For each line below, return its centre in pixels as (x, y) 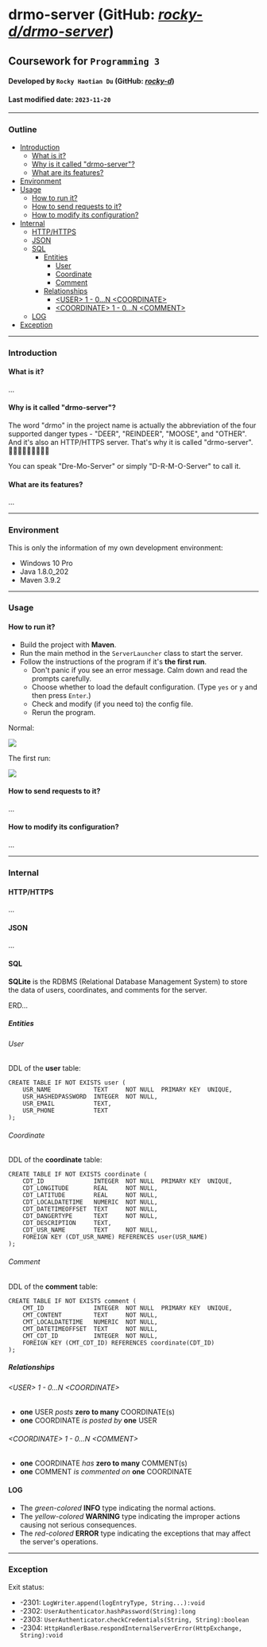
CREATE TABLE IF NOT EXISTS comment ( (72, 1301)
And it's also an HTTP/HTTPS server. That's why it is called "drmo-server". (131, 442)
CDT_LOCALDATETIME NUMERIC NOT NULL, (90, 1202)
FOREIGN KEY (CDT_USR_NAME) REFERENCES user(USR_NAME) (115, 1237)
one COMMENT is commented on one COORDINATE (106, 1472)
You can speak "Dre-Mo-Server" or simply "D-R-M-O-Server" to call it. (124, 466)
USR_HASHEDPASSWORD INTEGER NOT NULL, (90, 1097)
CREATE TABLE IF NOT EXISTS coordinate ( (78, 1175)
